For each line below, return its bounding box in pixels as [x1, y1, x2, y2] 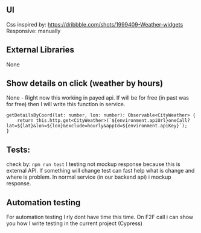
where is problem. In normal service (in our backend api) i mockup [6, 173, 171, 180]
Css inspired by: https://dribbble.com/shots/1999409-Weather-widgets [6, 21, 183, 28]
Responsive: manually [6, 27, 61, 34]
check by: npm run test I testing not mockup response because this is [6, 161, 180, 168]
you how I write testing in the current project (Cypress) [6, 220, 143, 227]
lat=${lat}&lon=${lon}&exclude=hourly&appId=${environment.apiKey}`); [6, 123, 188, 129]
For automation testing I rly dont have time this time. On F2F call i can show [6, 214, 194, 221]
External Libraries [6, 45, 74, 55]
